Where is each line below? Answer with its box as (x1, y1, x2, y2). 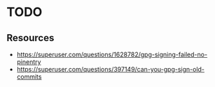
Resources (6, 32, 55, 44)
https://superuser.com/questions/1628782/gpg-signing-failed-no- (16, 50, 208, 58)
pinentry (16, 58, 41, 66)
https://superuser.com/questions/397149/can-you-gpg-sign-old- (16, 65, 204, 73)
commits (16, 72, 42, 81)
